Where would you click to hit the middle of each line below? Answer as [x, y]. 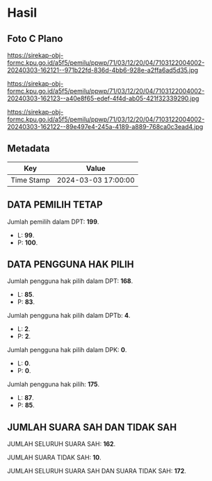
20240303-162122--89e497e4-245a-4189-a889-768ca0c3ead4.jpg [105, 127]
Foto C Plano [35, 39]
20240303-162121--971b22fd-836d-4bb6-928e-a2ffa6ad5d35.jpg [103, 70]
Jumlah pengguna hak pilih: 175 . [54, 384]
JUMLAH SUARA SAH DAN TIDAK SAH [92, 427]
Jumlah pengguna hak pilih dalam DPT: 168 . [70, 281]
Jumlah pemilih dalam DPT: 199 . [53, 222]
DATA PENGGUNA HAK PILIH [71, 265]
